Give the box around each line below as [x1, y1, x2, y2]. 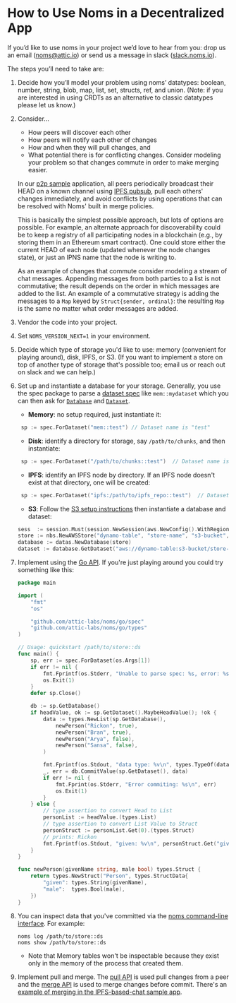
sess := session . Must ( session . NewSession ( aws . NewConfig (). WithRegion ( [17, 526, 232, 533]
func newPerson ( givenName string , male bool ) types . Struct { [17, 866, 201, 873]
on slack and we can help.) [17, 367, 97, 376]
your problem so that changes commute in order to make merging [27, 158, 220, 167]
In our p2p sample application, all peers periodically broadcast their [17, 179, 214, 188]
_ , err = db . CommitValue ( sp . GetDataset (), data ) [43, 768, 189, 775]
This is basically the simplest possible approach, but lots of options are [17, 215, 224, 224]
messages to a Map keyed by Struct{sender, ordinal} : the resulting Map [17, 297, 225, 305]
